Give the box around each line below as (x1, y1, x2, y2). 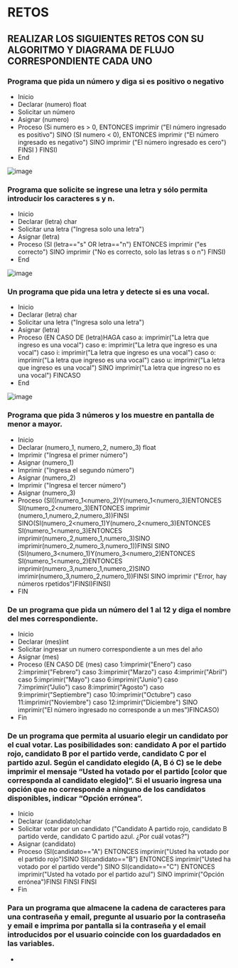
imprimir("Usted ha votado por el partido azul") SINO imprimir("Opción (17, 870, 225, 879)
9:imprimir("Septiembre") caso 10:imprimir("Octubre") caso (17, 691, 192, 699)
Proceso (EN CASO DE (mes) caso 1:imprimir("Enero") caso (17, 660, 192, 669)
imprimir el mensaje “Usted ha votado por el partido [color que (7, 766, 227, 776)
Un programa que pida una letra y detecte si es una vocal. (7, 287, 210, 297)
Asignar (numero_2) (17, 473, 76, 482)
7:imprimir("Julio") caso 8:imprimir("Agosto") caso (17, 683, 165, 691)
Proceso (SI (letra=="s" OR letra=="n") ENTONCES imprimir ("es (17, 240, 207, 249)
